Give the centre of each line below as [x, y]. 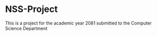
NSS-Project [32, 9]
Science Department [26, 28]
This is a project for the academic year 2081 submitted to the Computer [78, 23]
